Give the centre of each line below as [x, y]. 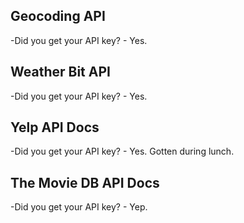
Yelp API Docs [55, 127]
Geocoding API [58, 16]
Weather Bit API [60, 72]
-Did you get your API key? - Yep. [79, 207]
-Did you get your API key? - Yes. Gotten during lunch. [122, 151]
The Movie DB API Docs [85, 182]
